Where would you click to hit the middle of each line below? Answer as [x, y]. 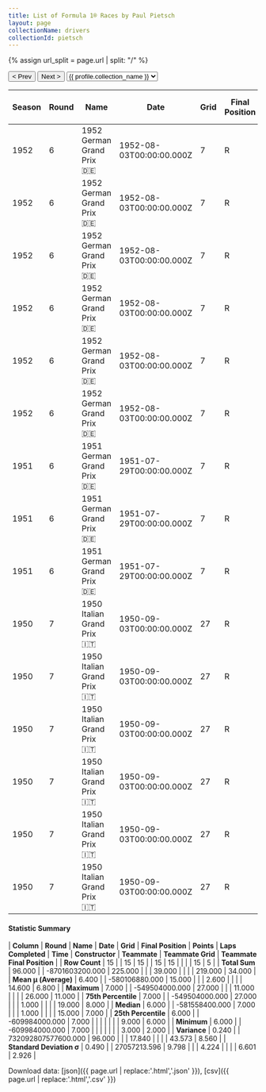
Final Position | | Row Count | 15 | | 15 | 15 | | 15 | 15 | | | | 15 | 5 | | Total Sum [132, 963]
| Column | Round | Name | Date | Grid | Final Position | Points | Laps [122, 946]
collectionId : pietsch [46, 38]
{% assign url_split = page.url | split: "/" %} [78, 60]
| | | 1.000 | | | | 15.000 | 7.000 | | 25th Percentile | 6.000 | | [104, 1013]
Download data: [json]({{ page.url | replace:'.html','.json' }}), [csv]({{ [119, 1071]
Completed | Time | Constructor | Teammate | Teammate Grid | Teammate [133, 955]
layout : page [30, 23]
